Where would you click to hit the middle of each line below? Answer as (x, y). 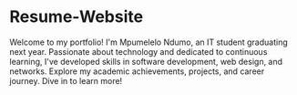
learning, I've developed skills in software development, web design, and (146, 61)
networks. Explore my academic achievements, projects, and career (137, 71)
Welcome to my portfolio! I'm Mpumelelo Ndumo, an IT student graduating (149, 42)
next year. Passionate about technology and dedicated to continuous (138, 51)
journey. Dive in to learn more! (66, 80)
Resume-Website (77, 17)
